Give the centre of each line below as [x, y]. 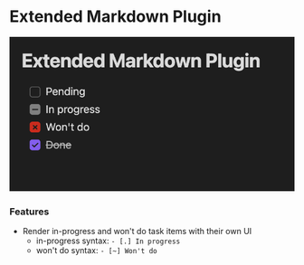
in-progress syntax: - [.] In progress [108, 241]
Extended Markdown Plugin [115, 17]
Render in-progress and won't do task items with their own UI [137, 231]
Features [29, 212]
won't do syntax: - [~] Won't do [96, 250]
